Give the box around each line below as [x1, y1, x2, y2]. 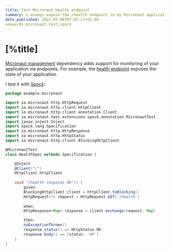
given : [23, 185, 38, 190]
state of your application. [5, 71, 58, 77]
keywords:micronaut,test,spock [5, 21, 72, 27]
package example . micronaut [5, 91, 63, 96]
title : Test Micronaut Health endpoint [5, 7, 90, 13]
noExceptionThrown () [23, 222, 67, 228]
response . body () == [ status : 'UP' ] [23, 232, 99, 237]
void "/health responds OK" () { [14, 180, 83, 185]
